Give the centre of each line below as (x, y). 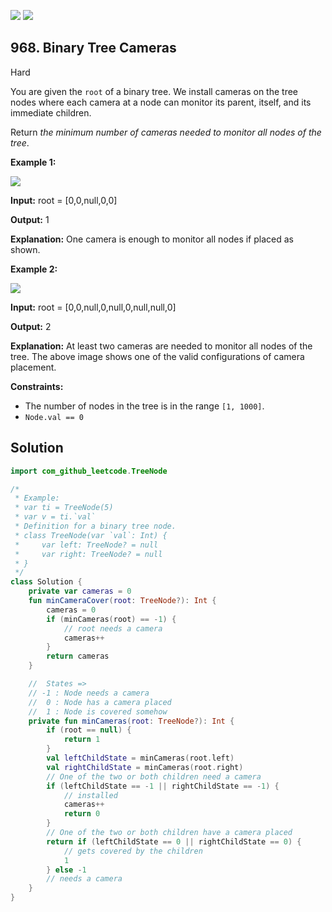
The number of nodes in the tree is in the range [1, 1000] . (144, 406)
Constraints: (37, 386)
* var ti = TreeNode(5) (64, 508)
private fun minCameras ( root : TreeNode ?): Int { (131, 721)
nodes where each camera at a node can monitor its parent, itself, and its (161, 102)
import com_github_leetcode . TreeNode (89, 471)
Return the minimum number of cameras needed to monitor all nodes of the (166, 132)
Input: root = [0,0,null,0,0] (64, 200)
